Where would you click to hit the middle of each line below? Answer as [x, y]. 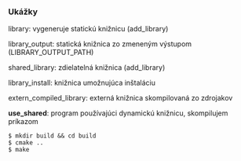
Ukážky [23, 12]
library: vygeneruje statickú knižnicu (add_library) [88, 29]
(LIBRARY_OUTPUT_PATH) [51, 53]
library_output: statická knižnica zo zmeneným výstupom [100, 44]
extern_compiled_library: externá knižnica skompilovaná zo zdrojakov [120, 98]
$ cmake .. [26, 143]
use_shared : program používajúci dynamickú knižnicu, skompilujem [118, 113]
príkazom [24, 122]
